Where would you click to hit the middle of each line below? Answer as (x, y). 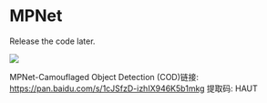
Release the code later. (52, 41)
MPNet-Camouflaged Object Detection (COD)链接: (104, 77)
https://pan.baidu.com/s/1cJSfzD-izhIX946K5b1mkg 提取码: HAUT (133, 88)
